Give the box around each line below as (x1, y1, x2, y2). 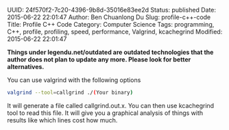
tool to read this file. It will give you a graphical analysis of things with (7, 109, 204, 117)
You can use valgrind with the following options (7, 76, 141, 84)
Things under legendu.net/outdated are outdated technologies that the (7, 48, 214, 56)
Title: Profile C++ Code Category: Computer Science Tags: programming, (7, 21, 215, 28)
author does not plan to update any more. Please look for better (7, 55, 191, 64)
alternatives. (7, 63, 45, 70)
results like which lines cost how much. (7, 116, 118, 124)
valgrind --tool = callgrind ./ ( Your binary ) (7, 89, 134, 96)
